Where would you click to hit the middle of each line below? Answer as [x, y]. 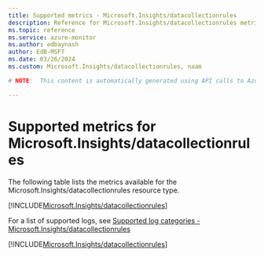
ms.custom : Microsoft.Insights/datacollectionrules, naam [105, 67]
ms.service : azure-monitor [52, 37]
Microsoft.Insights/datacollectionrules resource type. [94, 190]
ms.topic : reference [42, 30]
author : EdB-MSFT [37, 52]
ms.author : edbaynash [44, 45]
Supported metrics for [82, 126]
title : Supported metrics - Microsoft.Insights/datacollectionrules [123, 15]
